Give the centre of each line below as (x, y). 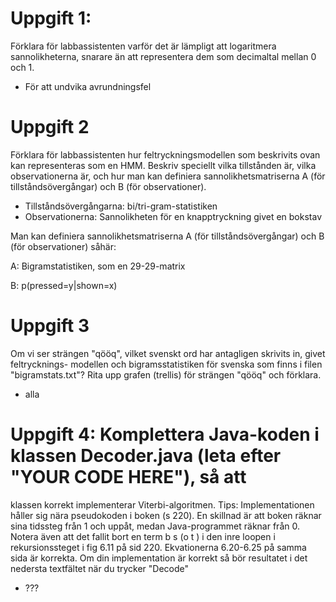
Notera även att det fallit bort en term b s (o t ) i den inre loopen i (143, 536)
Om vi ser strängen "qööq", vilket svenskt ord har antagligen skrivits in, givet (168, 353)
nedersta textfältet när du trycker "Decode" (100, 568)
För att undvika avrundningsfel (88, 86)
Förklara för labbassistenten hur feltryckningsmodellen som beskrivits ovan (165, 154)
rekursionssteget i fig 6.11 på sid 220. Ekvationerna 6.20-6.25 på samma (158, 547)
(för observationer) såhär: (63, 246)
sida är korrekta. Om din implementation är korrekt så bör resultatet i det (159, 558)
